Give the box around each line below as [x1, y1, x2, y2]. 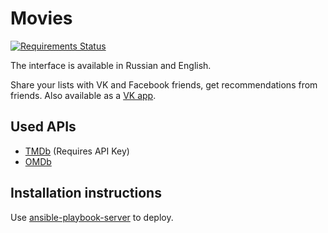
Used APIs [10, 118, 77, 136]
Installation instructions [10, 185, 162, 202]
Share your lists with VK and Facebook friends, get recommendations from [10, 78, 318, 91]
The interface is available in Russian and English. [10, 59, 212, 71]
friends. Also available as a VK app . [10, 89, 157, 101]
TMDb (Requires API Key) [24, 145, 130, 157]
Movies [10, 7, 73, 30]
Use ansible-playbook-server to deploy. [10, 211, 174, 223]
